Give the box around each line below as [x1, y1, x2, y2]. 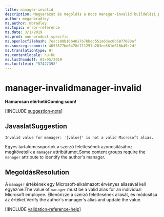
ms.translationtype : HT [5, 48, 54, 53]
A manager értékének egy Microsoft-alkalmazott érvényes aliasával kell [5, 181, 146, 187]
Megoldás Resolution [5, 168, 69, 177]
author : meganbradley [5, 16, 49, 21]
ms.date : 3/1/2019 [5, 30, 42, 35]
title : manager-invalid [5, 7, 54, 12]
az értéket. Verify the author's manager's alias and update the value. [5, 197, 142, 202]
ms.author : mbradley [5, 20, 47, 26]
